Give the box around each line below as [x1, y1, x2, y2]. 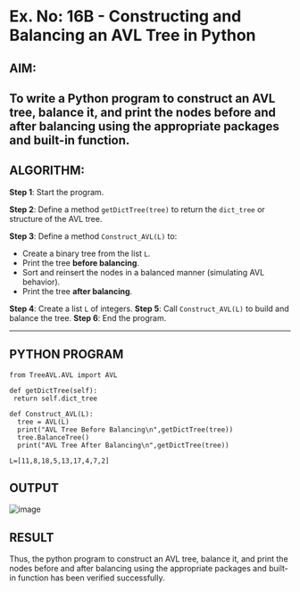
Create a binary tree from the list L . [21, 248, 151, 259]
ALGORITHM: [9, 163, 85, 178]
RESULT [9, 530, 54, 545]
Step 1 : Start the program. [9, 186, 104, 197]
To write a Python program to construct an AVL [9, 91, 276, 106]
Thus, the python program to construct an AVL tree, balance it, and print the [9, 554, 288, 564]
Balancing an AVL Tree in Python [9, 25, 256, 45]
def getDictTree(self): [9, 386, 98, 395]
